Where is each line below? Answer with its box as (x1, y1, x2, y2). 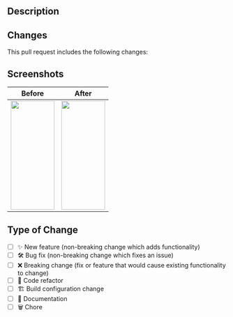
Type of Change (7, 224, 78, 236)
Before (21, 88, 44, 98)
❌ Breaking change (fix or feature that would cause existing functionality (17, 261, 227, 269)
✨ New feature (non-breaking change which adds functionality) (17, 242, 200, 251)
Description (7, 6, 59, 17)
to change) (17, 268, 49, 277)
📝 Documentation (17, 295, 68, 303)
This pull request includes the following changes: (7, 48, 149, 56)
